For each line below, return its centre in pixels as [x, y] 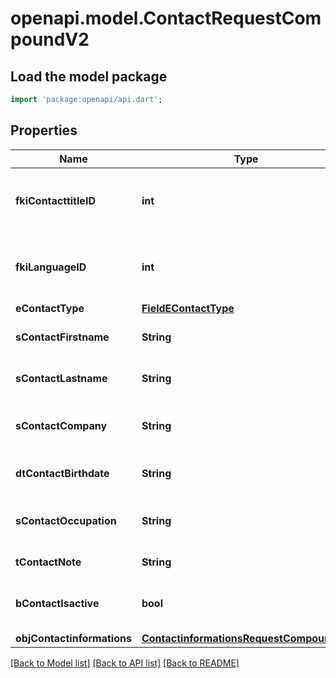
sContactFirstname [62, 337]
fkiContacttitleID [55, 200]
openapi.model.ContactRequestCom [166, 18]
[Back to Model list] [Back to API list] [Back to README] [125, 663]
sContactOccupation [66, 520]
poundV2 [50, 39]
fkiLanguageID [51, 267]
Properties [44, 130]
